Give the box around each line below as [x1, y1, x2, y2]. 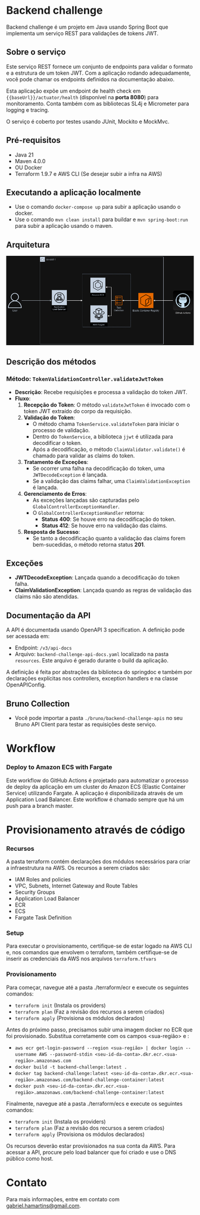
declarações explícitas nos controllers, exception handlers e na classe [6, 675, 179, 682]
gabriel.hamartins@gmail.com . [6, 1202, 82, 1209]
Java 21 [14, 151, 34, 158]
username [14, 1051, 37, 1057]
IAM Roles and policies [14, 876, 71, 883]
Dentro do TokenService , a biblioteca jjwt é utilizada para [32, 433, 174, 440]
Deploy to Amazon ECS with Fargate [6, 763, 112, 771]
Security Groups [14, 889, 55, 896]
